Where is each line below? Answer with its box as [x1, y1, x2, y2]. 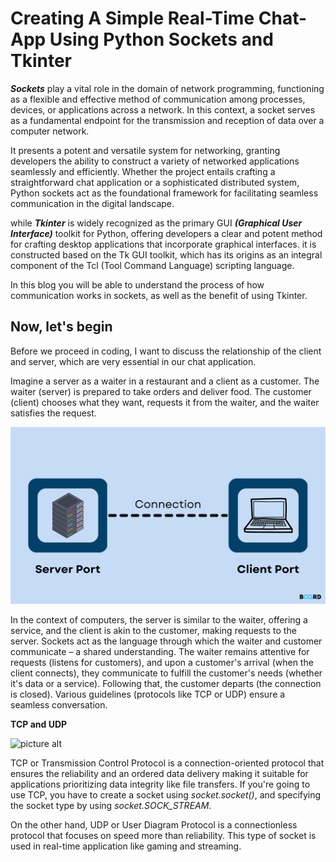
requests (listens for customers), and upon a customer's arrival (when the [10, 657, 314, 669]
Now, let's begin [10, 318, 113, 336]
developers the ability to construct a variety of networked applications [10, 155, 300, 167]
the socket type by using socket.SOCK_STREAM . [10, 800, 212, 812]
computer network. [10, 125, 90, 137]
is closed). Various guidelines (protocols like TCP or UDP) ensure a [10, 688, 286, 701]
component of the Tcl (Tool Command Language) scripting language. [10, 259, 295, 271]
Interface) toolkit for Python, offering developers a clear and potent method [10, 227, 323, 239]
